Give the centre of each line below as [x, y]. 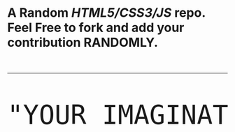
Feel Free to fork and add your [96, 28]
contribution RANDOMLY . [83, 43]
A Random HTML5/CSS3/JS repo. [107, 13]
